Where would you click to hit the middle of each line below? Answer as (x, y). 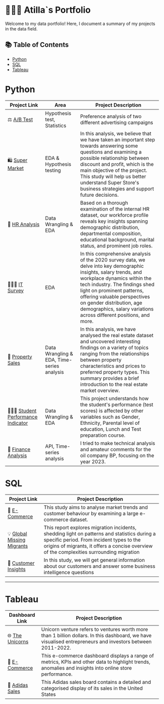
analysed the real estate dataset (117, 335)
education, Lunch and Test (111, 429)
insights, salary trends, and (111, 272)
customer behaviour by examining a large (91, 513)
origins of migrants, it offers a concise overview (98, 546)
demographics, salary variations (117, 309)
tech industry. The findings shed (117, 284)
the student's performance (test (117, 404)
